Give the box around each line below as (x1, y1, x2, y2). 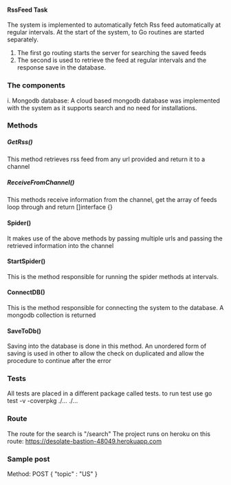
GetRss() (7, 138, 33, 146)
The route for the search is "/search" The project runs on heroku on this (7, 429, 211, 437)
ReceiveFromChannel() (7, 178, 75, 186)
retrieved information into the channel (7, 241, 114, 249)
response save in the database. (16, 63, 107, 72)
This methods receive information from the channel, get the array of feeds (7, 196, 217, 204)
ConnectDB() (7, 288, 46, 296)
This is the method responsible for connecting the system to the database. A (7, 303, 224, 311)
